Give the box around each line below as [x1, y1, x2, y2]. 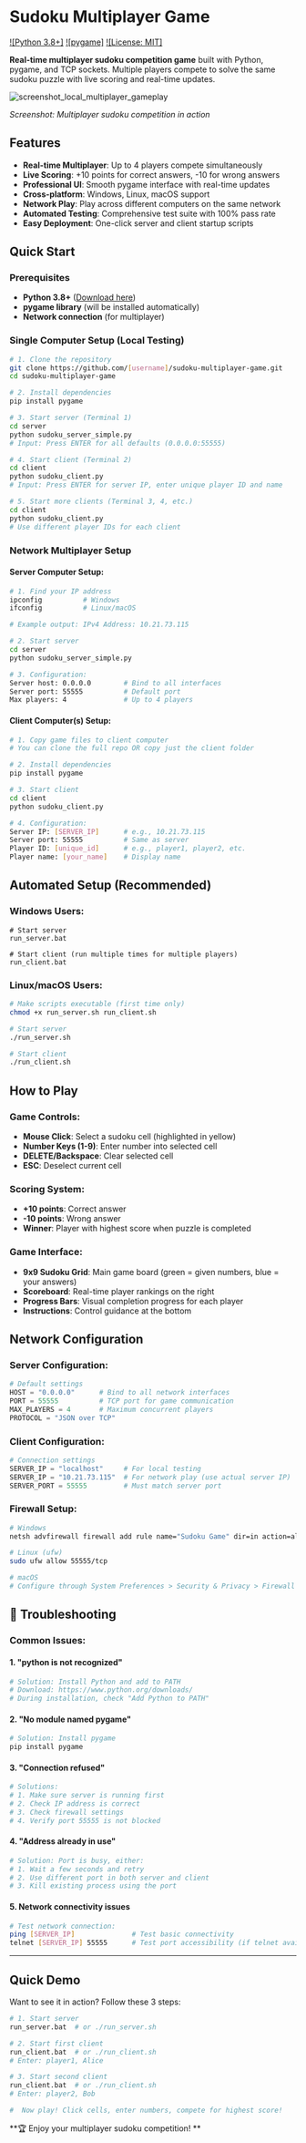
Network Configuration [9, 1331, 144, 1346]
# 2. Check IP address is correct [9, 1799, 141, 1808]
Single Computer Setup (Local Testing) [9, 335, 185, 347]
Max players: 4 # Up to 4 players [9, 695, 194, 705]
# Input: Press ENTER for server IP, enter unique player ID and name [9, 480, 283, 489]
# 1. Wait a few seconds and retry [9, 1864, 145, 1874]
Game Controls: [9, 1110, 80, 1123]
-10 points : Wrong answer [22, 1213, 121, 1224]
